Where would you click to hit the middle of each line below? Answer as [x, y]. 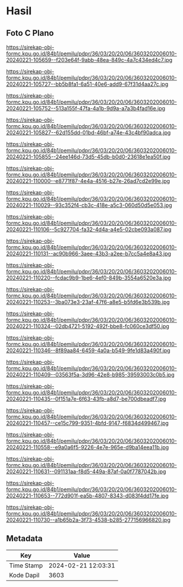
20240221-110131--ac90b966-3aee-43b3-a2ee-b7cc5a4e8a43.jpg [89, 254]
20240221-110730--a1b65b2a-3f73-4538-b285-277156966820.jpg [88, 520]
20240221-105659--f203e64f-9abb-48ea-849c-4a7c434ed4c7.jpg [89, 60]
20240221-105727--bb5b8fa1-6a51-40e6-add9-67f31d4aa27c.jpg [87, 84]
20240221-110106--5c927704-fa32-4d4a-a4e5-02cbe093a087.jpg [89, 229]
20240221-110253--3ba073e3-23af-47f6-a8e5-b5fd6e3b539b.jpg [88, 302]
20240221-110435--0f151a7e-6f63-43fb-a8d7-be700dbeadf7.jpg [86, 399]
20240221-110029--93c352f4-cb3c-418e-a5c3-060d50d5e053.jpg [89, 205]
